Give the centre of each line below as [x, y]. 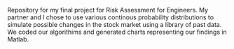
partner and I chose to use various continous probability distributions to [111, 17]
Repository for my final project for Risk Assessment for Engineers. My [108, 10]
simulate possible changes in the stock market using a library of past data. [115, 24]
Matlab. [18, 39]
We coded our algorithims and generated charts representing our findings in [117, 32]
